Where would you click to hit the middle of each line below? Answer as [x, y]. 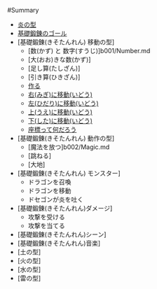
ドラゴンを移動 [49, 191]
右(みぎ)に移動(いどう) [60, 94]
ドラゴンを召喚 [49, 182]
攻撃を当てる [46, 226]
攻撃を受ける [46, 217]
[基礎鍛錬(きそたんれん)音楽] [59, 243]
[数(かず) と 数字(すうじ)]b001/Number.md [89, 51]
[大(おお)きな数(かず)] [59, 59]
